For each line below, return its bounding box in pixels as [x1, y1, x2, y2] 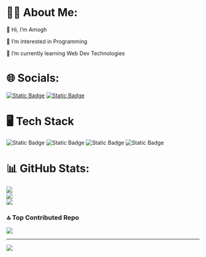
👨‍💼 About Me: [6, 6, 78, 20]
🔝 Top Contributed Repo [6, 213, 80, 221]
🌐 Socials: [6, 71, 59, 85]
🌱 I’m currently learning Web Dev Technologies [6, 49, 125, 57]
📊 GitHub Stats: [6, 162, 90, 175]
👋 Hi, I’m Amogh [6, 26, 47, 33]
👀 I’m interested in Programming [6, 37, 88, 45]
